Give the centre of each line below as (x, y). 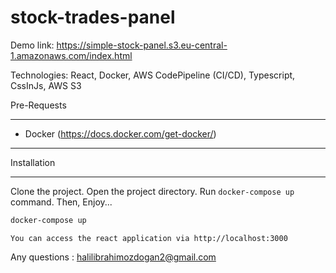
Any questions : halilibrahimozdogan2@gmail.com (113, 257)
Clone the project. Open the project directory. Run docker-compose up (152, 191)
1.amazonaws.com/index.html (71, 55)
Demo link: (32, 45)
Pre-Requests (38, 105)
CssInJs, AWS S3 (46, 85)
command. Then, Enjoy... (61, 202)
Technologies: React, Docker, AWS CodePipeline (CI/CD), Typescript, (153, 75)
